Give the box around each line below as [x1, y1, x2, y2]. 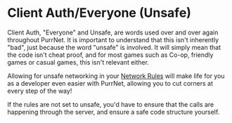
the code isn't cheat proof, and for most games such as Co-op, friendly [7, 51, 214, 59]
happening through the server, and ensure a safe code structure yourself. [7, 108, 220, 116]
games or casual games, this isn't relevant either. [7, 58, 150, 66]
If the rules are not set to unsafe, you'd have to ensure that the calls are [7, 100, 214, 108]
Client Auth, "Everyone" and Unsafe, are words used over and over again [7, 28, 219, 37]
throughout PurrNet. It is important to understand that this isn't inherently [7, 35, 219, 44]
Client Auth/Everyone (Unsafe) [7, 5, 192, 21]
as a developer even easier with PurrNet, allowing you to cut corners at [7, 79, 213, 87]
